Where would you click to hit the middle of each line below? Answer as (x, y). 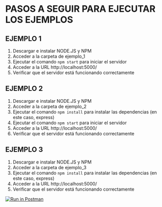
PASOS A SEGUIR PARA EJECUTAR (80, 9)
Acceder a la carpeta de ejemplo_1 (49, 56)
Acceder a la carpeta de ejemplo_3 (49, 167)
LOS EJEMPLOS (39, 20)
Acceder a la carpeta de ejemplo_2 (50, 106)
